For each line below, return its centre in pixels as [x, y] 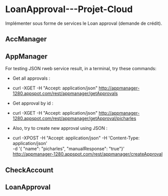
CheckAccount [30, 170]
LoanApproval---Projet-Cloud [69, 9]
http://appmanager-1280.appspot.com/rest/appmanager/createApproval [88, 154]
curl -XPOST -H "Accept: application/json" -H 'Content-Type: [76, 138]
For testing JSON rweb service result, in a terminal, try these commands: [81, 69]
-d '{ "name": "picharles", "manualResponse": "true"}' [68, 149]
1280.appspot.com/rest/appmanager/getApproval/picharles [74, 118]
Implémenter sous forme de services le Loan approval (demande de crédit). [84, 23]
